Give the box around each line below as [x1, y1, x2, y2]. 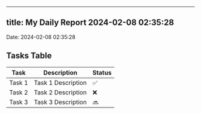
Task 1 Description [33, 78, 87, 87]
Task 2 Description [33, 88, 87, 96]
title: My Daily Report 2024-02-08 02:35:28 [6, 17, 175, 27]
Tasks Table [6, 51, 52, 61]
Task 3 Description [33, 98, 87, 106]
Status [92, 68, 112, 76]
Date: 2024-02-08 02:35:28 [6, 33, 76, 41]
